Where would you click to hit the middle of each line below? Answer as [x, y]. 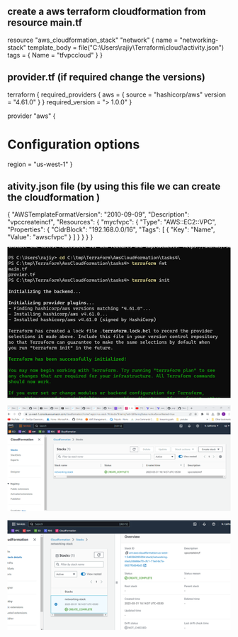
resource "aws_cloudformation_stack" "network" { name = [93, 40]
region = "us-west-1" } [40, 164]
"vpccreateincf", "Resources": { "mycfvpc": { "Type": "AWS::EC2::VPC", [112, 222]
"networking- [199, 40]
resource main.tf [45, 23]
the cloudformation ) [54, 197]
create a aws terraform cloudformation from [107, 12]
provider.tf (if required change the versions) [106, 77]
